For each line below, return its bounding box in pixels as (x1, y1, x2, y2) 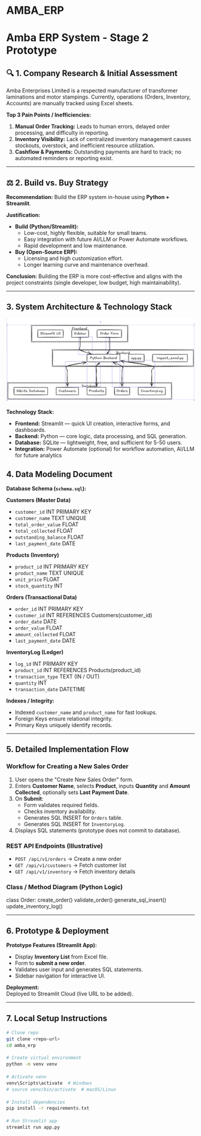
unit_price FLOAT (14, 576, 60, 583)
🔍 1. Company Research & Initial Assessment (6, 68, 178, 78)
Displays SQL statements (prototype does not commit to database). (14, 826, 181, 834)
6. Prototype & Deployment (6, 926, 109, 936)
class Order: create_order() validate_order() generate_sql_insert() (6, 896, 166, 903)
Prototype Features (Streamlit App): (6, 942, 98, 949)
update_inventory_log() (6, 903, 63, 910)
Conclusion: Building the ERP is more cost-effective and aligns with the (6, 273, 182, 280)
